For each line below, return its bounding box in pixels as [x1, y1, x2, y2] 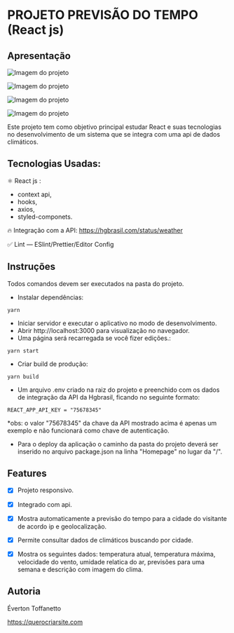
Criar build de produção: [17, 360, 88, 368]
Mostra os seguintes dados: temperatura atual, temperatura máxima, [17, 550, 216, 558]
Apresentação [7, 50, 71, 62]
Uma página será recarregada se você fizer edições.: [17, 334, 172, 342]
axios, [17, 205, 35, 213]
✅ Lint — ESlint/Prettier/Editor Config [7, 240, 114, 248]
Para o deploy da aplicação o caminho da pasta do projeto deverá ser [17, 440, 219, 448]
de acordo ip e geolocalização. [17, 522, 107, 531]
